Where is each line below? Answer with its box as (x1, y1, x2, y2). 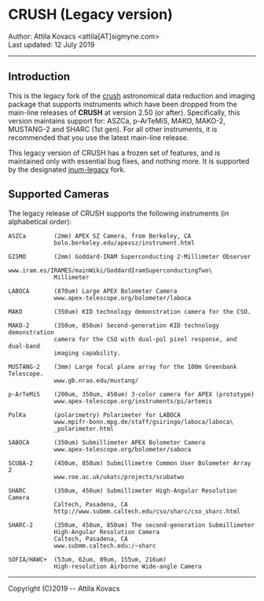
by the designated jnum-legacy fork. (8, 164, 126, 174)
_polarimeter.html (53, 425, 114, 433)
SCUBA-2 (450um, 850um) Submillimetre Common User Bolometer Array (8, 459, 251, 467)
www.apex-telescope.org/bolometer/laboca (53, 293, 192, 302)
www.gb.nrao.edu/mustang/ (53, 376, 139, 385)
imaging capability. (53, 348, 122, 357)
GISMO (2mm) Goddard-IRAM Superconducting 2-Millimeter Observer (8, 253, 251, 260)
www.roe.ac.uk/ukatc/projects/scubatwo (53, 473, 185, 481)
